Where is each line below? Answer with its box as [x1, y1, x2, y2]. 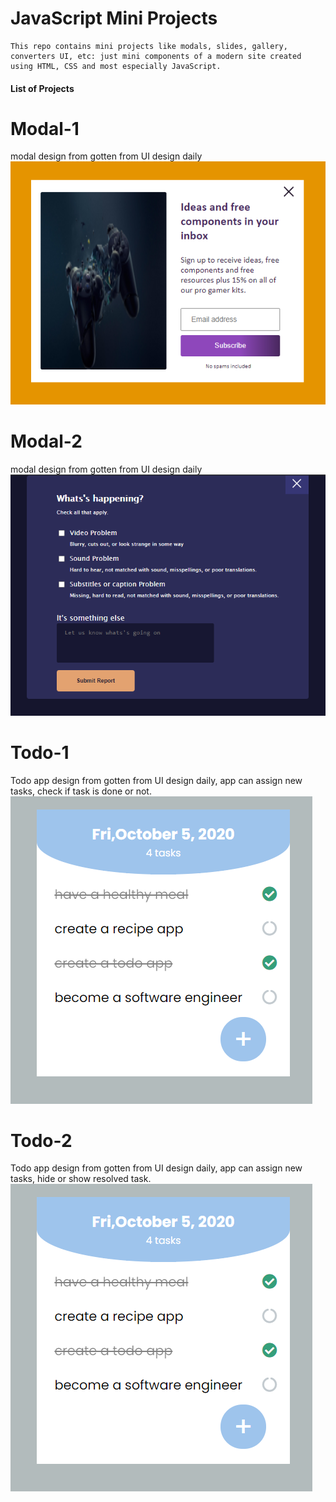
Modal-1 [10, 117, 80, 140]
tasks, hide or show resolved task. [10, 1173, 152, 1185]
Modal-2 [10, 430, 83, 452]
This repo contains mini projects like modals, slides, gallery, [10, 41, 288, 51]
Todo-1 [10, 741, 70, 764]
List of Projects [10, 82, 75, 94]
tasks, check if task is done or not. [10, 785, 152, 797]
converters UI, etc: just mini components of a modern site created [10, 51, 302, 61]
